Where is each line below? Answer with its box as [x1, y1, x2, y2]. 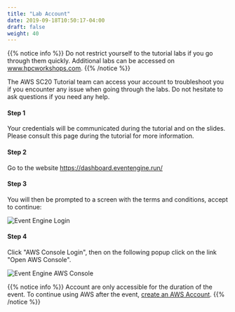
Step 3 [7, 180, 27, 188]
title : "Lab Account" [7, 10, 71, 18]
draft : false [7, 23, 46, 30]
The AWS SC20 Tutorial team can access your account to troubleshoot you [7, 78, 224, 86]
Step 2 [7, 148, 27, 157]
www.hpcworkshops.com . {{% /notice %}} [7, 64, 131, 72]
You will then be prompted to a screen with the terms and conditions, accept [7, 195, 228, 204]
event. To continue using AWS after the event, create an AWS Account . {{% [7, 290, 225, 299]
